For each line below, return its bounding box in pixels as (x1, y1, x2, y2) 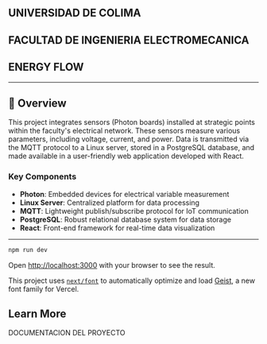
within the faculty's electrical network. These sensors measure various (8, 126, 241, 136)
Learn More (8, 307, 67, 320)
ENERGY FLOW (8, 60, 84, 74)
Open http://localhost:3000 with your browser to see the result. (8, 260, 216, 269)
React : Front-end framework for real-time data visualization (19, 222, 215, 233)
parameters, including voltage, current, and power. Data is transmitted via (8, 134, 250, 144)
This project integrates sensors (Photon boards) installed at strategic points (8, 118, 256, 127)
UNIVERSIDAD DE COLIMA (8, 6, 141, 20)
